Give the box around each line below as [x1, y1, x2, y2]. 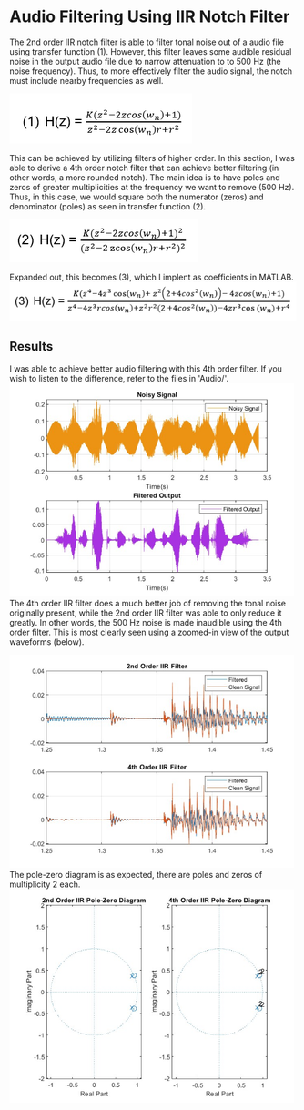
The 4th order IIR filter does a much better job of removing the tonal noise [9, 597, 287, 608]
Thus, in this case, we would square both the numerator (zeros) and [9, 191, 264, 202]
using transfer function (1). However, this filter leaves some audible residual [9, 46, 292, 56]
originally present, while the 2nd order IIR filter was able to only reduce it [9, 607, 282, 618]
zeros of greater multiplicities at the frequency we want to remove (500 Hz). [9, 181, 295, 192]
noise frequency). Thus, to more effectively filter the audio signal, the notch [9, 66, 293, 76]
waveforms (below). [9, 636, 85, 647]
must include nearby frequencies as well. [9, 75, 164, 86]
